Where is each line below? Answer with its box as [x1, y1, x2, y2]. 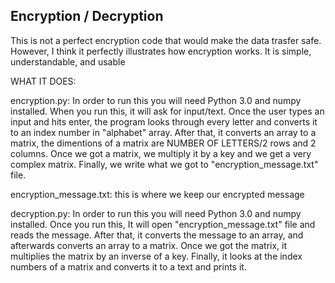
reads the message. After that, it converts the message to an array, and [10, 229, 304, 241]
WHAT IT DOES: [10, 75, 77, 87]
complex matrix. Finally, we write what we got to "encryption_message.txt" [10, 158, 319, 170]
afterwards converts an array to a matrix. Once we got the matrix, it [10, 239, 288, 251]
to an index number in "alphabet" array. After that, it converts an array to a [10, 126, 317, 138]
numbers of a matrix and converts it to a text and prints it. [10, 260, 247, 273]
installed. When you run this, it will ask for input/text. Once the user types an [10, 105, 325, 117]
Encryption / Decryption [10, 8, 164, 25]
